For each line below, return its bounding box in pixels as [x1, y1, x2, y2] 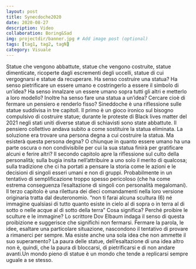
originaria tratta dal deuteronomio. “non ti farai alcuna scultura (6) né [6, 194, 173, 201]
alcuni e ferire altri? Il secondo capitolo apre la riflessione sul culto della [6, 150, 180, 157]
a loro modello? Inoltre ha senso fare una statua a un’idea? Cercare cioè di [6, 94, 186, 101]
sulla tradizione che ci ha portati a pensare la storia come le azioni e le [6, 163, 176, 170]
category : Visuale [6, 47, 51, 53]
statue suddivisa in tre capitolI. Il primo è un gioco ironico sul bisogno [6, 106, 174, 113]
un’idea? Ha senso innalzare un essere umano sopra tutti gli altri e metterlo [6, 88, 187, 95]
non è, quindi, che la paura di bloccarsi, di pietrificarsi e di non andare [6, 244, 175, 251]
